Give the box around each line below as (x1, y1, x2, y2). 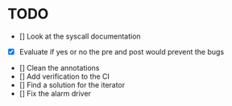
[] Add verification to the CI (19, 71, 110, 81)
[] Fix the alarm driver (19, 89, 92, 98)
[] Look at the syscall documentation (19, 31, 142, 41)
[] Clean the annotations (19, 63, 100, 72)
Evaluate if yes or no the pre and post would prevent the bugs (19, 47, 225, 56)
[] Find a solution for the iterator (19, 80, 126, 89)
